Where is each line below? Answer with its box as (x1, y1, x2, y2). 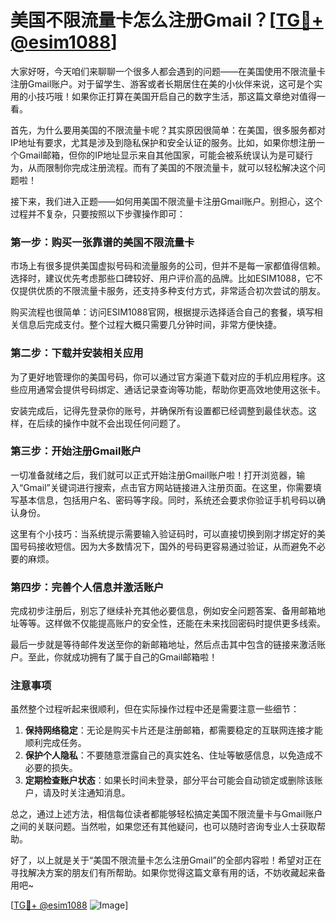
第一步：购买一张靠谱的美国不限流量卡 (10, 235, 195, 249)
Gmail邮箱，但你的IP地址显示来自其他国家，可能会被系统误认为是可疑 (18, 149, 305, 161)
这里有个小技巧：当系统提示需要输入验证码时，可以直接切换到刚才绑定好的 (10, 527, 317, 540)
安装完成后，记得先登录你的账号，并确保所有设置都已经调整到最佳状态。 (10, 404, 308, 416)
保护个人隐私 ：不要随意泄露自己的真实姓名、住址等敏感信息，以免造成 (24, 749, 315, 761)
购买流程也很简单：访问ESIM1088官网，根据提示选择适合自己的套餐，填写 (10, 306, 315, 318)
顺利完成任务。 (24, 737, 87, 749)
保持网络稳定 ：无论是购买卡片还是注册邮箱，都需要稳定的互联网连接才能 (24, 724, 323, 736)
